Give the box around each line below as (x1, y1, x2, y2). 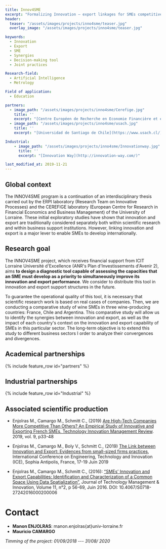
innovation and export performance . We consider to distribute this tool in (5, 278, 156, 284)
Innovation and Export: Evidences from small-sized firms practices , (12, 449, 149, 455)
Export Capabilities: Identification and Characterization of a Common (12, 474, 153, 480)
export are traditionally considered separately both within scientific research (5, 220, 161, 226)
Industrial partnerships (5, 377, 78, 386)
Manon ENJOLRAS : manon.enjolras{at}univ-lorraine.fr (12, 523, 123, 529)
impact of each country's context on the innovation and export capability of (5, 320, 159, 325)
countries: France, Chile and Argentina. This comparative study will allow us (5, 309, 160, 315)
